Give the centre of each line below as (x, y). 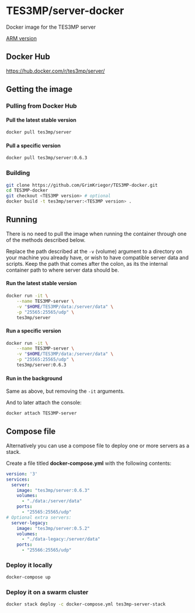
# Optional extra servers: (39, 517)
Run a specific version (34, 331)
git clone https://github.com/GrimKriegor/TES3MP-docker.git (82, 185)
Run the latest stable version (41, 283)
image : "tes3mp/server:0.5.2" (53, 528)
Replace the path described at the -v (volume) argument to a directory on (94, 251)
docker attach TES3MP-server (41, 413)
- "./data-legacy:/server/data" (61, 539)
